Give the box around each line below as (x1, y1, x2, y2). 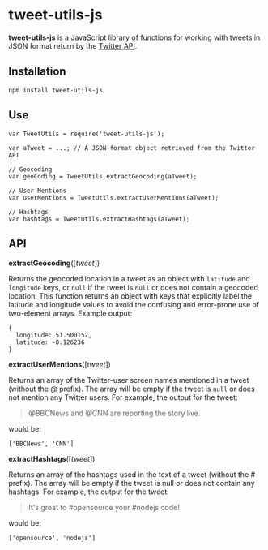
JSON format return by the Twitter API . (8, 41, 138, 50)
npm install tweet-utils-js (8, 86, 104, 94)
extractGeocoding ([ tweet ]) (8, 258, 100, 269)
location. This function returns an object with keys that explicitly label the (8, 291, 253, 301)
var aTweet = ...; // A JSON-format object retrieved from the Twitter (8, 144, 255, 152)
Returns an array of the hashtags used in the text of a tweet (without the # (8, 470, 256, 479)
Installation (8, 65, 66, 79)
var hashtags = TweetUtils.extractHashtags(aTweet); (8, 215, 190, 223)
